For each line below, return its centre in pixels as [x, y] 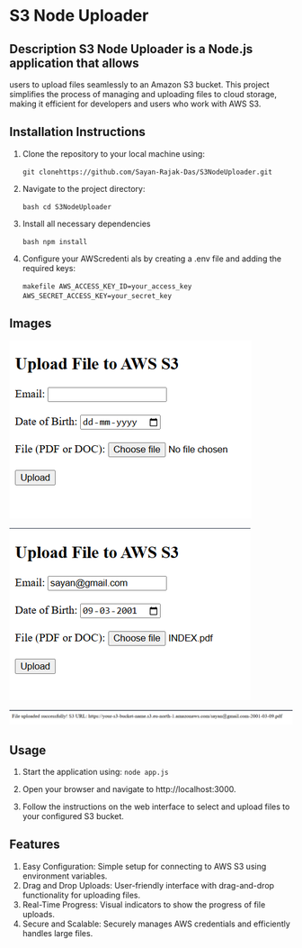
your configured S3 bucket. [73, 816]
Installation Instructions [78, 132]
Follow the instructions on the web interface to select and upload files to [156, 807]
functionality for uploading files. [81, 895]
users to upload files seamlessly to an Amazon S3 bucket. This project [139, 85]
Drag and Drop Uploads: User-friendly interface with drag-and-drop [148, 885]
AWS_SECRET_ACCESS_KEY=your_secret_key [97, 296]
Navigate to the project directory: [84, 188]
